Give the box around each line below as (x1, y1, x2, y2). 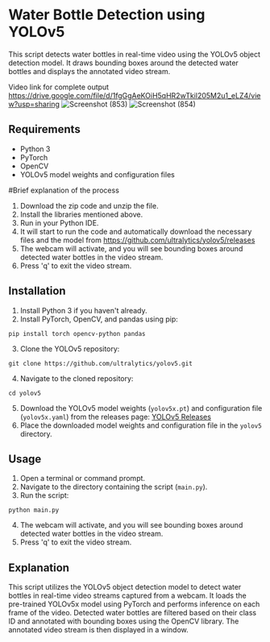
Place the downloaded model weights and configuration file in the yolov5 (19, 420, 262, 430)
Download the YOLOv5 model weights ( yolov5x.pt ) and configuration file (19, 403, 263, 412)
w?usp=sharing (8, 99, 60, 109)
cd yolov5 (8, 389, 42, 397)
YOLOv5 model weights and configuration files (19, 169, 175, 179)
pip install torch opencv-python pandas (8, 329, 147, 338)
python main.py (8, 506, 60, 515)
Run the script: (19, 491, 69, 500)
